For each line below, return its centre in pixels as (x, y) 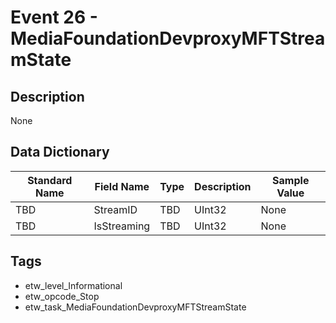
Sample (291, 180)
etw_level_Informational (73, 285)
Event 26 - (54, 17)
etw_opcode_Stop (62, 296)
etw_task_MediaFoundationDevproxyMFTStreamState (135, 307)
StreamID (115, 209)
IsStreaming (122, 226)
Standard (50, 180)
